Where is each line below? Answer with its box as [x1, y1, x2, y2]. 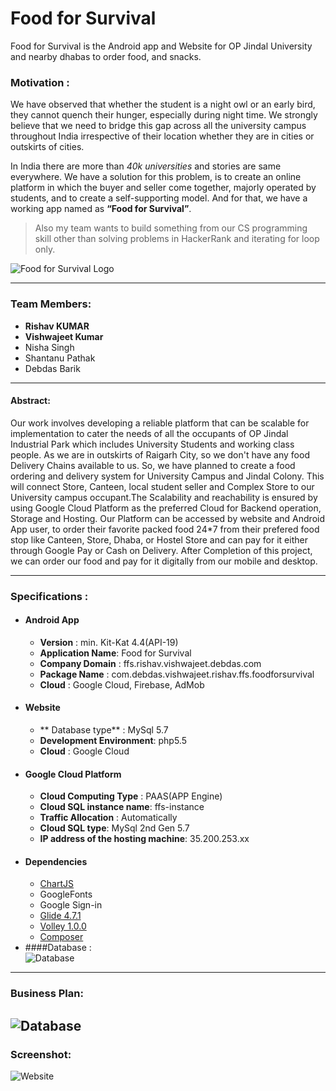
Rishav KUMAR [24, 320, 90, 332]
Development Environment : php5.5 [39, 735, 188, 747]
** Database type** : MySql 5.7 [39, 724, 169, 736]
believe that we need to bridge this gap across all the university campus [10, 120, 307, 132]
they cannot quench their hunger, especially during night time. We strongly [10, 109, 318, 121]
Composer [39, 931, 84, 943]
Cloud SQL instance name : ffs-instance [39, 801, 205, 813]
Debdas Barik [24, 362, 81, 374]
